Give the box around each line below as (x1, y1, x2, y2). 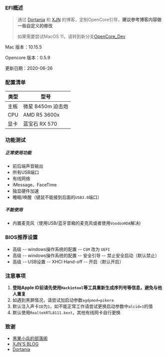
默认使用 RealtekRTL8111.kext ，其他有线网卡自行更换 (12, 310, 121, 316)
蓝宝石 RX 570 (23, 120, 57, 127)
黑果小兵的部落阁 (12, 336, 48, 342)
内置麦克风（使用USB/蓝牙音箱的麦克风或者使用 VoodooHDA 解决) (12, 220, 141, 226)
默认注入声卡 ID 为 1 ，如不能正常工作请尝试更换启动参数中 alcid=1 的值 (12, 303, 153, 310)
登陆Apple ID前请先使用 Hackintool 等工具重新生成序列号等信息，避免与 (12, 285, 158, 291)
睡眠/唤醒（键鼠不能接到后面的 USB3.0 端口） (12, 194, 102, 200)
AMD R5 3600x (23, 111, 60, 118)
